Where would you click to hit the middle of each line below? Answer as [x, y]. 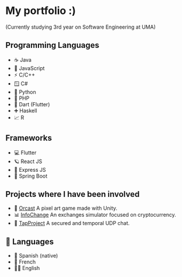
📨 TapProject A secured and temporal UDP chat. [72, 223]
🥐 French [25, 262]
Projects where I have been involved [73, 194]
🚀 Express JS [30, 169]
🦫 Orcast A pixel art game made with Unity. [66, 208]
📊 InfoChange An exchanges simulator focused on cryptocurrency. [95, 215]
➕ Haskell [25, 110]
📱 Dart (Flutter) [32, 104]
